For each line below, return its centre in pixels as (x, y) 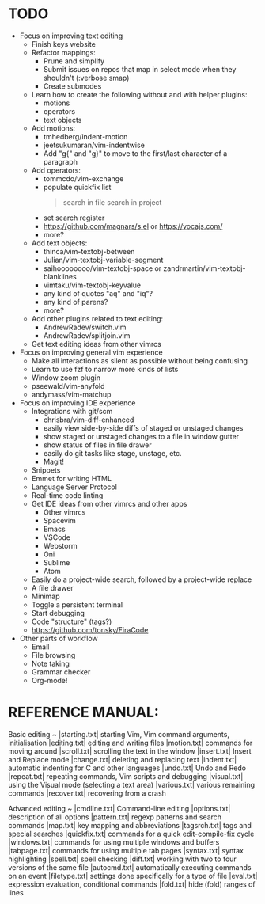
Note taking (50, 663)
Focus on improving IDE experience (78, 403)
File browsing (53, 655)
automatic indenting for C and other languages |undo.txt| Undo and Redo (127, 768)
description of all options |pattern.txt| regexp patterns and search (115, 817)
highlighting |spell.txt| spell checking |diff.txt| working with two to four (123, 859)
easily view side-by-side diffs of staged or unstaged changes (143, 427)
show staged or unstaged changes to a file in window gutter (141, 436)
